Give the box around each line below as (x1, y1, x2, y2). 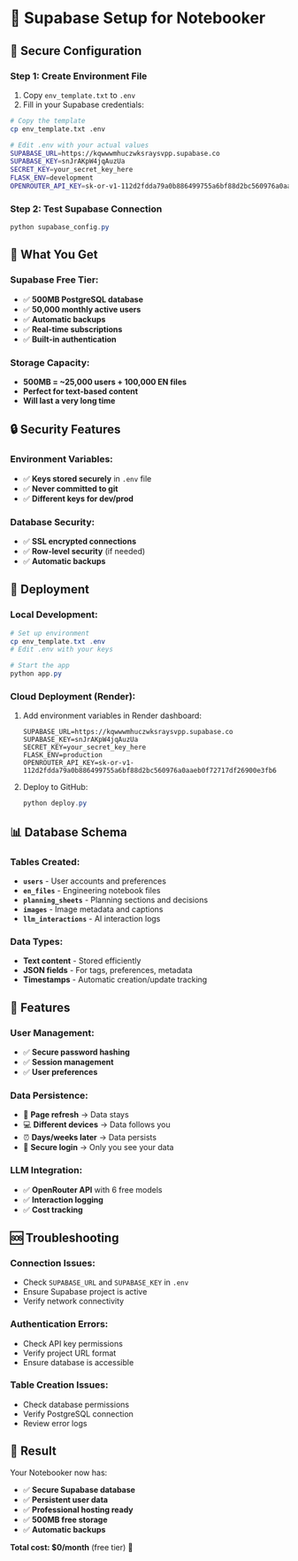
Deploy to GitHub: (22, 782, 88, 792)
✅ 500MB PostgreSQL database (22, 294, 144, 305)
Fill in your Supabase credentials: (22, 99, 144, 110)
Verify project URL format (22, 1348, 117, 1358)
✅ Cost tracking (22, 1204, 83, 1215)
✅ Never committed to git (22, 483, 118, 494)
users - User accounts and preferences (22, 876, 167, 886)
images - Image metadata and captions (22, 903, 164, 915)
